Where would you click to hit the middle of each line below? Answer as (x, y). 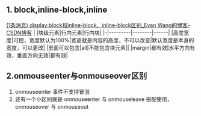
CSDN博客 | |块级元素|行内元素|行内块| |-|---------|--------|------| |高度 (95, 32)
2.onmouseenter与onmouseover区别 (77, 76)
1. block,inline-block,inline (57, 10)
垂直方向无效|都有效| (42, 55)
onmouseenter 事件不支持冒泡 (52, 91)
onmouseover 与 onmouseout (52, 106)
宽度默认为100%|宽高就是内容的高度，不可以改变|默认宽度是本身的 (112, 40)
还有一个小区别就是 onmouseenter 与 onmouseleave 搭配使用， (94, 99)
